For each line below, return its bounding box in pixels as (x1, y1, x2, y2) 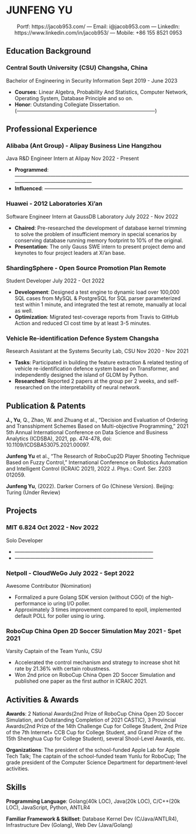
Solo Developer (6, 537, 43, 544)
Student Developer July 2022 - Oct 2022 (6, 277, 105, 284)
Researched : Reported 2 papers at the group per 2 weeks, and (14, 377, 167, 384)
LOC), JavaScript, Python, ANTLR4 (6, 804, 91, 811)
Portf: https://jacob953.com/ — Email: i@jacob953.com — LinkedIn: (16, 23, 180, 30)
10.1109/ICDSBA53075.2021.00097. (6, 441, 90, 448)
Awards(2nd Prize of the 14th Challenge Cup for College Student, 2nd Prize (6, 723, 187, 730)
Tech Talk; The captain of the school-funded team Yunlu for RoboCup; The (6, 753, 187, 760)
